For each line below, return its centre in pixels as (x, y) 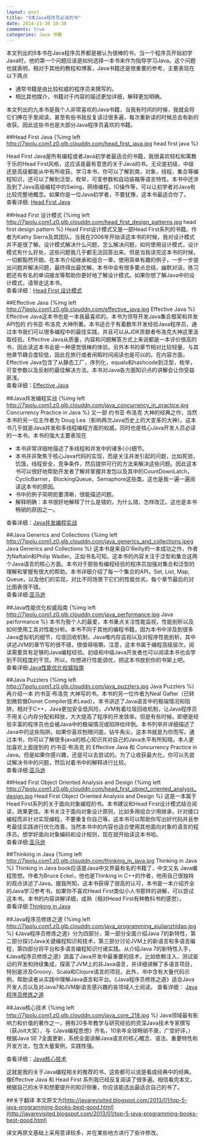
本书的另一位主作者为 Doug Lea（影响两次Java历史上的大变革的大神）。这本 (101, 420)
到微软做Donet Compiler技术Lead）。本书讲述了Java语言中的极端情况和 (96, 701)
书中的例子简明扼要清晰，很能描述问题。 (66, 494)
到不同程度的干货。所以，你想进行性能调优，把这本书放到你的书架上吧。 (97, 660)
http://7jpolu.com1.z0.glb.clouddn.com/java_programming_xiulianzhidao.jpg (101, 926)
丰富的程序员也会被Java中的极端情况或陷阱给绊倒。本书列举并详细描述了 (103, 724)
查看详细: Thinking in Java (38, 906)
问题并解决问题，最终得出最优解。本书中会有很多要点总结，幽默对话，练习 (105, 267)
